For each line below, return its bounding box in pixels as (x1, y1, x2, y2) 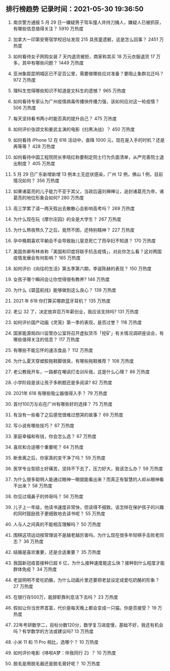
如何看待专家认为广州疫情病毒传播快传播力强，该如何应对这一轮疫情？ (13, 98, 160, 104)
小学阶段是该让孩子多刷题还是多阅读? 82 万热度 (13, 379, 113, 385)
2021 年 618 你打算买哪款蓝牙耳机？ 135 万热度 (13, 298, 111, 304)
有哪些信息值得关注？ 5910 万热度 (13, 25, 84, 31)
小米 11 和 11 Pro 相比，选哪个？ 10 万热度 (13, 639, 99, 645)
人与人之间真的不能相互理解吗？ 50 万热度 (13, 521, 101, 527)
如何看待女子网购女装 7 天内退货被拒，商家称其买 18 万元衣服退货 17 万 (13, 53, 161, 59)
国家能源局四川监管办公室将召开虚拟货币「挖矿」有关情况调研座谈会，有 (13, 330, 164, 336)
